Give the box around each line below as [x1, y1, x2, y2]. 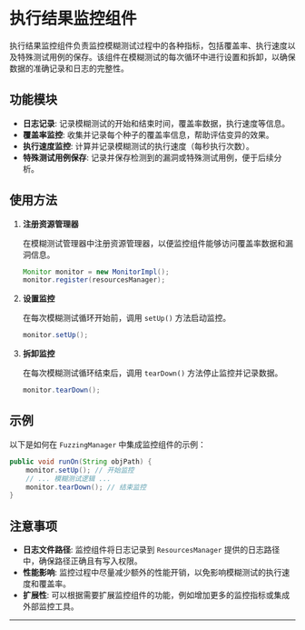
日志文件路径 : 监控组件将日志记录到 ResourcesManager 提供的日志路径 [22, 545, 280, 555]
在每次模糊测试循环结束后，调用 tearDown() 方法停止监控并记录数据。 [22, 367, 283, 378]
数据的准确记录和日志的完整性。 [9, 63, 129, 74]
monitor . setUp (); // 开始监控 [25, 465, 134, 475]
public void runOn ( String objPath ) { [9, 456, 152, 466]
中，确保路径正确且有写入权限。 [22, 555, 143, 566]
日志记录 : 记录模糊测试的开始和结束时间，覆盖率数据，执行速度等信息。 [22, 117, 290, 128]
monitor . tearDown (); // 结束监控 [25, 483, 147, 492]
